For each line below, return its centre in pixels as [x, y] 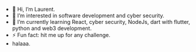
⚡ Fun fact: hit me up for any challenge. [61, 35]
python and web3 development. [52, 28]
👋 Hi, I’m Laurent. [34, 9]
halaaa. [21, 44]
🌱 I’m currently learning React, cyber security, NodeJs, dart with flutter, [101, 22]
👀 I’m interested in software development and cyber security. [88, 16]
